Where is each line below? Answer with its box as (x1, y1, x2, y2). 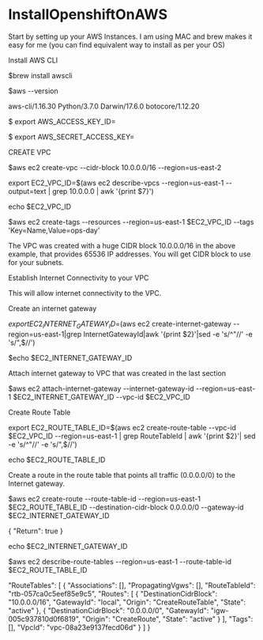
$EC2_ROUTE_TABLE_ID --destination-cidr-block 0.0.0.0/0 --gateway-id (8, 502, 244, 512)
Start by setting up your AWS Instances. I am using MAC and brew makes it (8, 32, 253, 41)
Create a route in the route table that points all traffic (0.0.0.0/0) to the (8, 470, 235, 479)
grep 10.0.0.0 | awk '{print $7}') (52, 186, 154, 195)
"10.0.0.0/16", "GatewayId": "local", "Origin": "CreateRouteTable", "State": (8, 597, 246, 607)
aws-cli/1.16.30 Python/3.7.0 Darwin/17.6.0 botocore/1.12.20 (8, 101, 200, 111)
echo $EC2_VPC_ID (8, 202, 72, 211)
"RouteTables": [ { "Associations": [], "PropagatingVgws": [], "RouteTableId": (8, 580, 256, 590)
